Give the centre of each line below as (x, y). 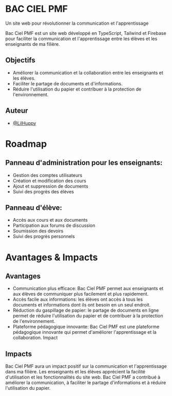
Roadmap (26, 144)
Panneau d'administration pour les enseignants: (84, 163)
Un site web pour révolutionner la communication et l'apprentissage (77, 23)
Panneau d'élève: (34, 208)
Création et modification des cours (49, 181)
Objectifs (21, 60)
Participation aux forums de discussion (54, 226)
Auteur (17, 111)
